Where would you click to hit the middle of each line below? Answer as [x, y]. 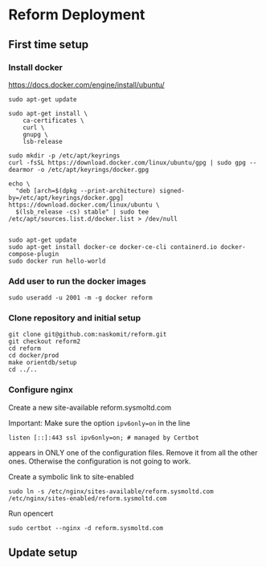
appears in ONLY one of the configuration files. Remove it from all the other [133, 452]
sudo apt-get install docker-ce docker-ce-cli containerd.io [113, 247]
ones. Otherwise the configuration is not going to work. [100, 461]
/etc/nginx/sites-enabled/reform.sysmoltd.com [88, 498]
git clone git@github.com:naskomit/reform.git [88, 335]
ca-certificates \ [53, 120]
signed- [172, 190]
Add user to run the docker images [77, 281]
